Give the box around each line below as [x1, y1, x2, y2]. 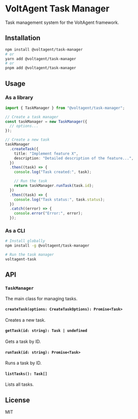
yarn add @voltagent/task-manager [5, 56, 77, 61]
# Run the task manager [5, 252, 54, 257]
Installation [5, 34, 41, 42]
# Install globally [5, 239, 46, 244]
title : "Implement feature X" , [14, 151, 79, 156]
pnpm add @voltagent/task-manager [5, 66, 77, 71]
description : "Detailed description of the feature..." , [14, 156, 134, 161]
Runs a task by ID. [5, 360, 42, 366]
